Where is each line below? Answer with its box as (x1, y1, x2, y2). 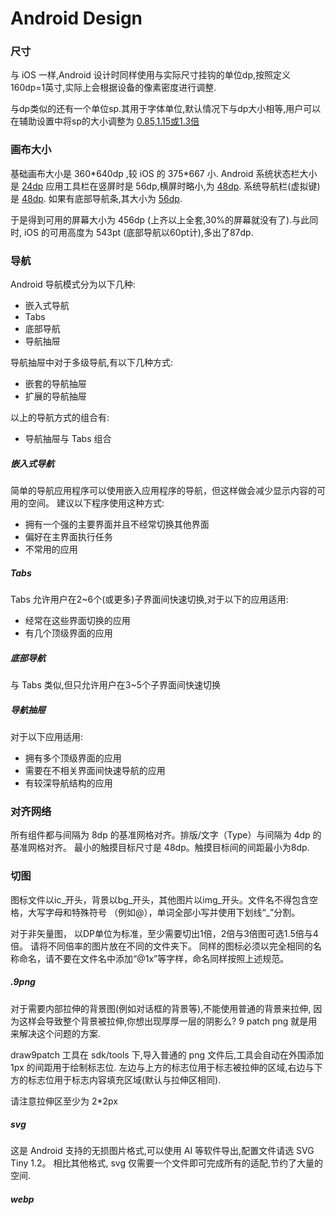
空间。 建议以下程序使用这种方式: (27, 497, 165, 509)
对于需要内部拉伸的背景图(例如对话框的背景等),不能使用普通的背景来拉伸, (10, 1002, 312, 1014)
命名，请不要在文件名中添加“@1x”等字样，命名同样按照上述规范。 (18, 952, 290, 964)
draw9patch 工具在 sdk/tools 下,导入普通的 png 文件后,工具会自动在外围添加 (10, 1048, 325, 1061)
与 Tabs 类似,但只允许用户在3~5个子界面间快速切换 (10, 678, 221, 691)
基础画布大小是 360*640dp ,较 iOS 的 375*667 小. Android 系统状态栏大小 (10, 167, 318, 179)
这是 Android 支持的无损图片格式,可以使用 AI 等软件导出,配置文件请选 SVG (10, 1145, 315, 1157)
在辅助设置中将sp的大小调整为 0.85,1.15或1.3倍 (10, 115, 200, 127)
